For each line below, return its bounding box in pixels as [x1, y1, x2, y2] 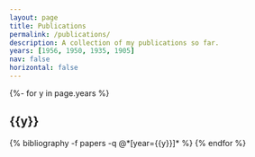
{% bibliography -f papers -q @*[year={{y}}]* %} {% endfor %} [9, 137, 247, 148]
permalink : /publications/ [9, 30, 111, 39]
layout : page [9, 13, 59, 22]
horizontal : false [9, 64, 78, 73]
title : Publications [9, 22, 87, 31]
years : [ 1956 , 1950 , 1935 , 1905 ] [9, 47, 135, 56]
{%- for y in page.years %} [9, 87, 110, 99]
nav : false [9, 55, 50, 64]
